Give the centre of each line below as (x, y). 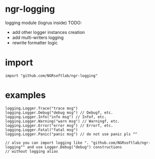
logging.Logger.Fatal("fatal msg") (42, 130)
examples (25, 95)
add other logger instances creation (48, 32)
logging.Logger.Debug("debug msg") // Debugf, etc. (59, 112)
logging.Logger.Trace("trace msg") (42, 108)
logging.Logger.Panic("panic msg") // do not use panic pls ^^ (71, 134)
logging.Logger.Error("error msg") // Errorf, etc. (59, 126)
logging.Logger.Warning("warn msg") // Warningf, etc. (62, 121)
